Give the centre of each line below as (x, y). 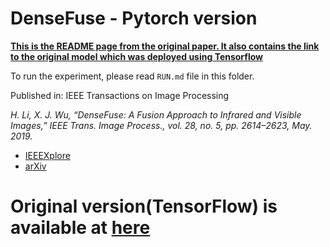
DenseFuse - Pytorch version (134, 18)
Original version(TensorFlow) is (144, 206)
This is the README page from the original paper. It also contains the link (165, 46)
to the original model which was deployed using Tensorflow (136, 56)
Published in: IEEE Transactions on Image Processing (120, 95)
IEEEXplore (47, 155)
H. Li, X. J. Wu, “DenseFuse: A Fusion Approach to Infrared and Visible (156, 114)
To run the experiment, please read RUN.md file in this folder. (132, 76)
